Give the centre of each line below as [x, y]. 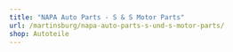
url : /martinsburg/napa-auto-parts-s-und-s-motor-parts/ [117, 26]
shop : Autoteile [39, 33]
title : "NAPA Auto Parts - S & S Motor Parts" [97, 17]
